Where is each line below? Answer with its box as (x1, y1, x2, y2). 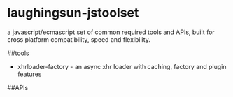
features (17, 70, 42, 78)
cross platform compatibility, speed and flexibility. (7, 35, 150, 43)
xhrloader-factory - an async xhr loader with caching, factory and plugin (17, 62, 227, 70)
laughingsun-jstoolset (7, 5, 139, 21)
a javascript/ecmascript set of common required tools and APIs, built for (7, 28, 215, 36)
